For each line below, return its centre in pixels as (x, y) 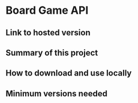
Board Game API (47, 10)
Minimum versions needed (56, 93)
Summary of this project (52, 52)
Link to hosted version (48, 33)
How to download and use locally (69, 73)
